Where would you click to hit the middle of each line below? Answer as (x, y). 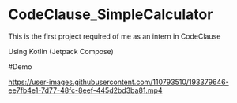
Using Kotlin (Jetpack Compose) (61, 51)
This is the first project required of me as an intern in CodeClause (115, 36)
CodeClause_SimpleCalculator (111, 15)
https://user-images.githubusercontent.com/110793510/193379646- (118, 82)
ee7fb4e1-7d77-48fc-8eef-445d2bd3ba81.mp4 (86, 90)
